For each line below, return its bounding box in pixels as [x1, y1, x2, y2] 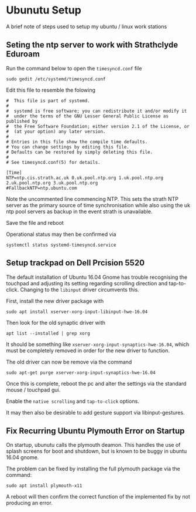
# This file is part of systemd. [6, 97, 91, 103]
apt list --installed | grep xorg [6, 330, 91, 336]
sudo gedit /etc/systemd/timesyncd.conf [6, 76, 106, 82]
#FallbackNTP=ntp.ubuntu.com [6, 185, 77, 191]
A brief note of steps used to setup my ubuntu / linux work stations [6, 23, 167, 30]
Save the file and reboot [6, 219, 64, 226]
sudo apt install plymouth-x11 [6, 483, 82, 489]
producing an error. [6, 500, 53, 507]
